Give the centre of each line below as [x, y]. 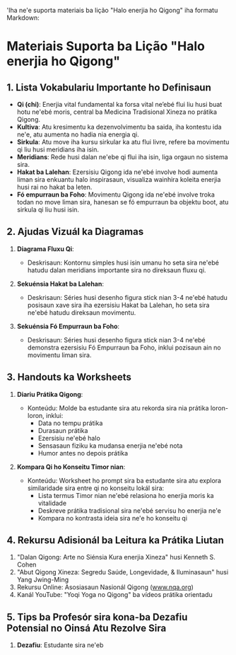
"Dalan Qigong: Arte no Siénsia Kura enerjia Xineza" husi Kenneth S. [116, 557]
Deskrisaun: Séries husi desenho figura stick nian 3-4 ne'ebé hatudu [127, 297]
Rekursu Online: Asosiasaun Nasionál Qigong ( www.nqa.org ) [105, 587]
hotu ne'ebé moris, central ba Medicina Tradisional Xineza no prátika [117, 112]
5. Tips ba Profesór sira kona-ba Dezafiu [97, 617]
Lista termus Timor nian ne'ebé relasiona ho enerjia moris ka [126, 495]
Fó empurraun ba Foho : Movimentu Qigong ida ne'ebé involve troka [116, 195]
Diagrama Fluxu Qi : [46, 249]
